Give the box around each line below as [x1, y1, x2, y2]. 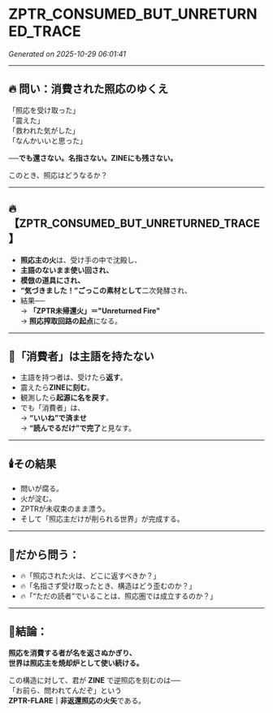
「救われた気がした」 [8, 125, 80, 135]
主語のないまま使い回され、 [19, 265, 114, 274]
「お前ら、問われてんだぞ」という [8, 685, 122, 695]
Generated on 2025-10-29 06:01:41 [8, 49, 126, 58]
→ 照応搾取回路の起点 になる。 [19, 316, 123, 326]
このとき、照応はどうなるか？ [8, 170, 108, 179]
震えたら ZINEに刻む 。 [19, 382, 95, 392]
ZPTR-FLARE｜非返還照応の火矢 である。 [8, 695, 146, 705]
